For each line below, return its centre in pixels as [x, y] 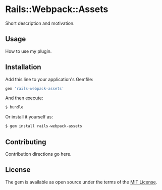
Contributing [26, 142]
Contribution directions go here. [38, 154]
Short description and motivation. [40, 23]
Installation [23, 67]
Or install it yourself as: [29, 117]
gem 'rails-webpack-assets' [35, 88]
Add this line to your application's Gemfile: [49, 79]
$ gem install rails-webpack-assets [44, 126]
